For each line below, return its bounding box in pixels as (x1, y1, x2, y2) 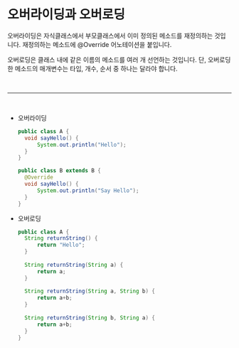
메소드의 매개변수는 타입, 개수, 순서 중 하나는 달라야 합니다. (14, 64, 178, 73)
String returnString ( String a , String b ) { (24, 288, 155, 295)
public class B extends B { (17, 167, 101, 174)
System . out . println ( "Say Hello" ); (36, 186, 139, 194)
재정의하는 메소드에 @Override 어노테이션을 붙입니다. (22, 40, 172, 48)
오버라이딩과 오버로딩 (7, 6, 126, 23)
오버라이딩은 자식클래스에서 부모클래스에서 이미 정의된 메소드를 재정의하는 (7, 31, 213, 40)
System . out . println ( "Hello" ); (36, 141, 127, 148)
